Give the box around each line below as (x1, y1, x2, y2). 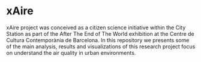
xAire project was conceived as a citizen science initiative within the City (6, 24, 186, 31)
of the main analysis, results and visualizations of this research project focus (6, 43, 196, 50)
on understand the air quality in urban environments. (6, 49, 136, 56)
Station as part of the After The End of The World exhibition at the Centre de (6, 30, 195, 37)
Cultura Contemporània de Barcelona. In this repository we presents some (6, 36, 190, 44)
